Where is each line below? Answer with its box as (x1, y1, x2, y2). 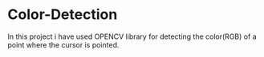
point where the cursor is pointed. (7, 40, 120, 49)
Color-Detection (7, 6, 118, 24)
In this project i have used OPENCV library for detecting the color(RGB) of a (7, 32, 258, 41)
